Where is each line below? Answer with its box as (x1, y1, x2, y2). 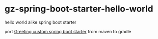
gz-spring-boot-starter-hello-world (4, 3, 154, 14)
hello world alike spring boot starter (4, 19, 77, 25)
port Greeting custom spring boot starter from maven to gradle (4, 28, 132, 34)
